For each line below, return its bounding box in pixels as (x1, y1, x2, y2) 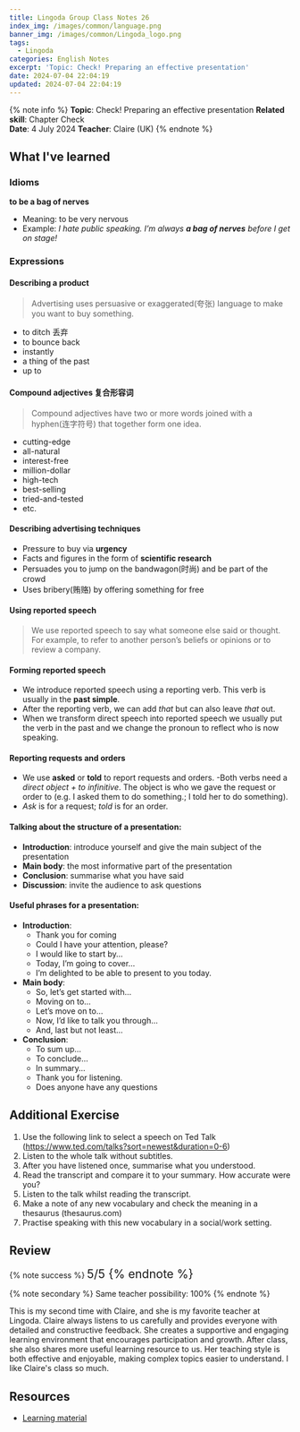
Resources (9, 1389, 71, 1404)
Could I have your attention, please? (35, 939, 168, 949)
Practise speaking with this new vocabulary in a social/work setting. (21, 1217, 272, 1228)
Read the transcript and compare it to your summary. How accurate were (21, 1170, 291, 1180)
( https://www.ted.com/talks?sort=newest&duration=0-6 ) (21, 1141, 230, 1152)
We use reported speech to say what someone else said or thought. (30, 625, 281, 636)
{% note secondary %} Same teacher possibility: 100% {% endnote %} (9, 1289, 271, 1299)
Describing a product (9, 277, 89, 287)
